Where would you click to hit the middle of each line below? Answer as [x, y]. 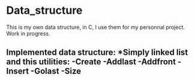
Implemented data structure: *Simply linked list [97, 53]
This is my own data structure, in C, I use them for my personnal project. [95, 27]
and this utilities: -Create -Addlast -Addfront [91, 62]
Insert [17, 71]
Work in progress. [28, 33]
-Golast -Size [56, 71]
